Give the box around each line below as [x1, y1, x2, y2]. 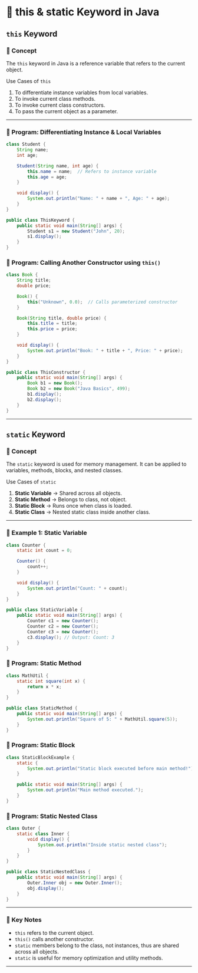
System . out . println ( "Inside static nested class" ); [37, 841, 167, 848]
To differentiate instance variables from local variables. [14, 88, 148, 96]
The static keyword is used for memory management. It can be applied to [6, 461, 187, 468]
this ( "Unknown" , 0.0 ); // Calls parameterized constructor [27, 299, 178, 305]
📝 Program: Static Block [6, 741, 75, 750]
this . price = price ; [27, 326, 78, 332]
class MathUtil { [6, 672, 49, 679]
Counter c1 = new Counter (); [27, 618, 99, 624]
